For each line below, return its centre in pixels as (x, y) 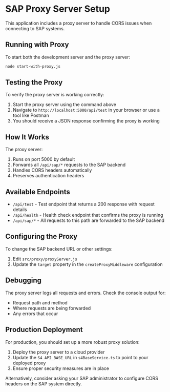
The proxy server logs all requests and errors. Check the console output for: (86, 293)
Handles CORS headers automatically (52, 170)
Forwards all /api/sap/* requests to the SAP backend (69, 165)
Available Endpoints (38, 192)
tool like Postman (31, 115)
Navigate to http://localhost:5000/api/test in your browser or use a (86, 110)
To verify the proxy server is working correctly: (55, 95)
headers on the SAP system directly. (44, 384)
